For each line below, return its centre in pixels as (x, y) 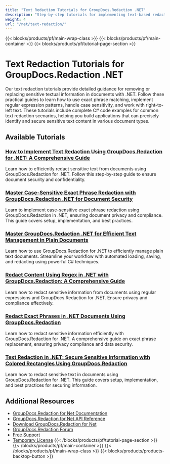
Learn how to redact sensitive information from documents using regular (81, 292)
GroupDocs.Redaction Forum (43, 430)
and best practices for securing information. (51, 385)
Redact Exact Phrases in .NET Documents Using (65, 316)
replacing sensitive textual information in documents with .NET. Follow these (85, 95)
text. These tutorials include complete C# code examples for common (86, 110)
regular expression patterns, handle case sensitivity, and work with (75, 105)
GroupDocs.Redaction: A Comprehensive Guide (65, 281)
